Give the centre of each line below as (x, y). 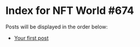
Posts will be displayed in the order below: (57, 27)
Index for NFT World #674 (70, 11)
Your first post (31, 38)
